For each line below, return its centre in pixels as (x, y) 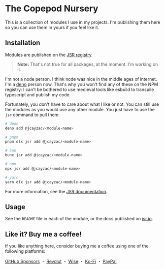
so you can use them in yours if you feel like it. (52, 27)
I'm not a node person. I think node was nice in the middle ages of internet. (81, 79)
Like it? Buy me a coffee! (44, 234)
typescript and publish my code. (38, 94)
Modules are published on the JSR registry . (49, 55)
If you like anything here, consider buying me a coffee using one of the (77, 246)
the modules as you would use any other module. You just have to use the (80, 109)
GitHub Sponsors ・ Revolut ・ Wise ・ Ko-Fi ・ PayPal (61, 262)
